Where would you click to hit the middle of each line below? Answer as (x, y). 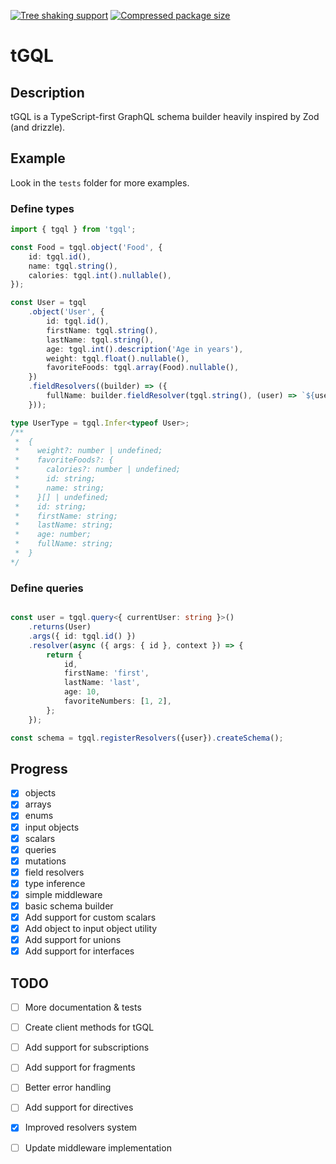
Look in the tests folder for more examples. (100, 182)
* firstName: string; (66, 516)
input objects (52, 827)
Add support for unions (73, 940)
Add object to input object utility (91, 929)
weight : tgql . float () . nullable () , (118, 358)
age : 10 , (82, 692)
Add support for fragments (80, 1067)
